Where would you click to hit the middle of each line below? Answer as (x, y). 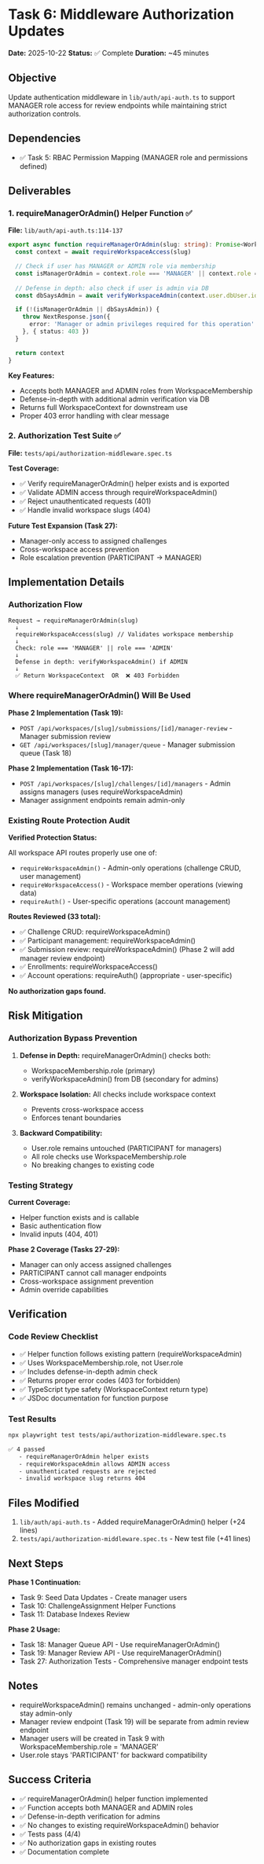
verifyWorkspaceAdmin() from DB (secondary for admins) (125, 1078)
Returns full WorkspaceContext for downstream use (104, 407)
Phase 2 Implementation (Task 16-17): (71, 768)
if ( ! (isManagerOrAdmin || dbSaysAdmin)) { (87, 309)
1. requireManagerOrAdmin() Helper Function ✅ (100, 213)
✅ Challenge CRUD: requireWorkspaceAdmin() (95, 932)
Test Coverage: (34, 468)
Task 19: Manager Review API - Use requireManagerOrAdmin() (121, 1653)
